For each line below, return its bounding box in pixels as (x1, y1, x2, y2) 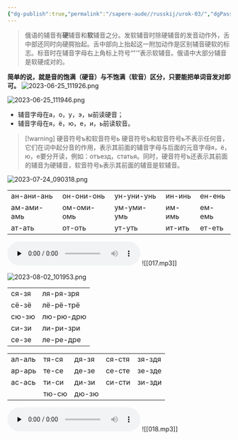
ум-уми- (114, 202, 147, 212)
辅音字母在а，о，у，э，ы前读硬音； (17, 110, 124, 119)
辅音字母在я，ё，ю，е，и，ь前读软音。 (17, 119, 135, 128)
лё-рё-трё (42, 299, 80, 309)
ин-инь (165, 191, 191, 201)
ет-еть (199, 223, 225, 233)
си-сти (106, 377, 131, 387)
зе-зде (137, 365, 161, 375)
